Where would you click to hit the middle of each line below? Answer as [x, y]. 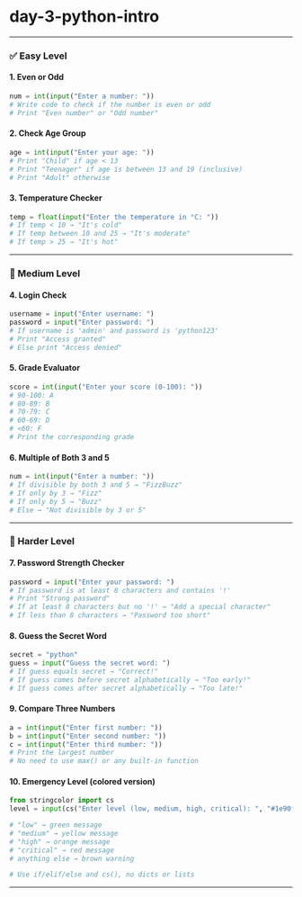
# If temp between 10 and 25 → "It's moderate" [100, 234]
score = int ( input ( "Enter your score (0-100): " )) [106, 387]
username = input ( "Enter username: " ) [82, 314]
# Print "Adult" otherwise [60, 177]
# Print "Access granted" [58, 339]
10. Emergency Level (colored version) [82, 781]
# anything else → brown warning [72, 858]
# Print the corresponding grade [72, 437]
